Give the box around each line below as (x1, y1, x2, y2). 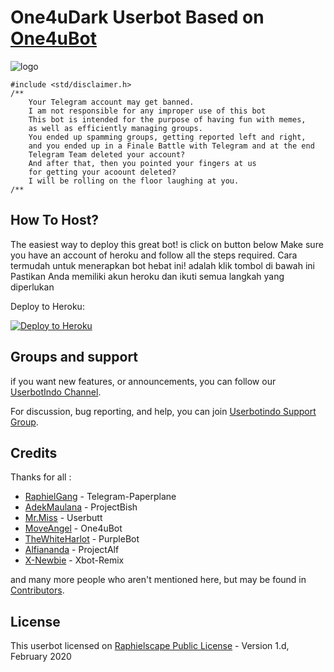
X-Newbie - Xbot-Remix (24, 554, 125, 566)
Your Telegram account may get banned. (28, 97, 195, 107)
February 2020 (10, 651, 72, 663)
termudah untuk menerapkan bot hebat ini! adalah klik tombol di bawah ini (10, 259, 315, 271)
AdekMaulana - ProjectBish (24, 501, 138, 513)
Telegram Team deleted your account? (28, 149, 186, 160)
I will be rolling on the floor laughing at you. (28, 176, 240, 186)
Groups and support (10, 349, 139, 366)
